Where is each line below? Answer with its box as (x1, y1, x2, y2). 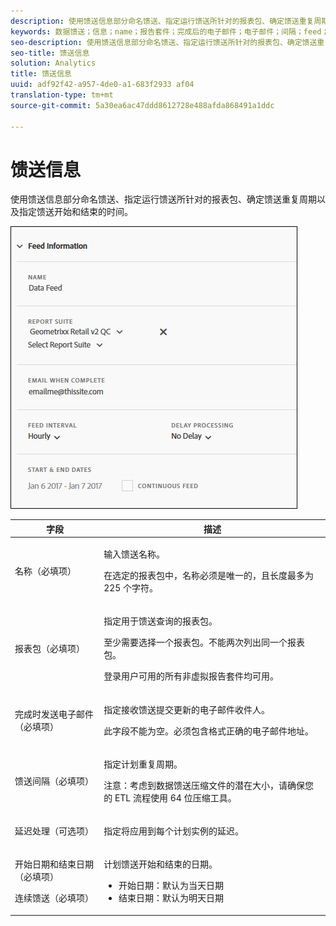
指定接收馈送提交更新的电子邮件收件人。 (103, 703, 271, 715)
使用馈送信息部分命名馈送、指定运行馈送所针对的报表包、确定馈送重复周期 (10, 193, 317, 205)
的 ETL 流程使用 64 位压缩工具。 (103, 791, 237, 804)
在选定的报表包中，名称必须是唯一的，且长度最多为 (103, 570, 315, 582)
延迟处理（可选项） (14, 825, 94, 837)
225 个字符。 (103, 582, 159, 594)
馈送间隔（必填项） (14, 775, 94, 787)
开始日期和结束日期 (14, 858, 94, 870)
